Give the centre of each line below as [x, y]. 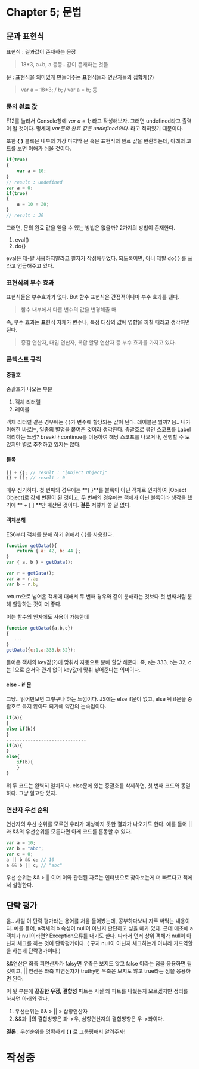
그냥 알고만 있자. [38, 793]
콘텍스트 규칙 [24, 359]
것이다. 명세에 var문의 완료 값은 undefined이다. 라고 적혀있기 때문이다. [101, 129]
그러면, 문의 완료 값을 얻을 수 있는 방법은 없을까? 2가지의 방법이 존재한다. [91, 227]
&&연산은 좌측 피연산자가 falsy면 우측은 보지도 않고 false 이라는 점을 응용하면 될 [99, 964]
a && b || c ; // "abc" [34, 865]
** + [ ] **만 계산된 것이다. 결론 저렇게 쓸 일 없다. [74, 505]
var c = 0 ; [20, 854]
